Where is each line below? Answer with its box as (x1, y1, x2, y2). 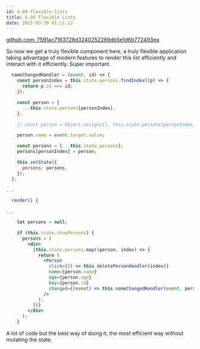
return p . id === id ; (21, 83, 73, 90)
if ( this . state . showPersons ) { (17, 230, 95, 236)
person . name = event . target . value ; (17, 132, 105, 138)
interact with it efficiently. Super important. (6, 60, 111, 68)
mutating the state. (6, 336, 52, 343)
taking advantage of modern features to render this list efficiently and (6, 54, 177, 62)
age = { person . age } (48, 274, 92, 280)
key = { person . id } (48, 280, 89, 286)
